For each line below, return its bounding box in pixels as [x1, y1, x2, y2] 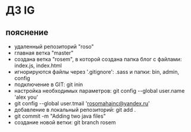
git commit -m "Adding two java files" [14, 112, 107, 120]
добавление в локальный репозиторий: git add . [14, 106, 136, 113]
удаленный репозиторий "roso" [14, 43, 95, 50]
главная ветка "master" [14, 49, 74, 56]
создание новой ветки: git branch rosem [14, 119, 116, 125]
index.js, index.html [14, 62, 62, 69]
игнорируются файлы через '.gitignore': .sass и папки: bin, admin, [14, 68, 180, 75]
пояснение [5, 27, 49, 37]
